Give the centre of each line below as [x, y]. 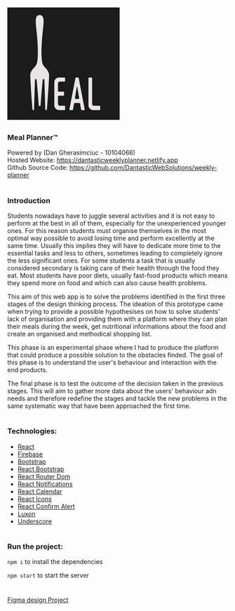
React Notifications [45, 484]
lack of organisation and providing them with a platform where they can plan [117, 319]
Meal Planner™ [33, 138]
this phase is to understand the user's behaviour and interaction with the [112, 362]
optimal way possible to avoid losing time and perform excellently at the [111, 238]
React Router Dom [44, 476]
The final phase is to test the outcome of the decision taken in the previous [115, 383]
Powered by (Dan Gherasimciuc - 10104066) [71, 153]
